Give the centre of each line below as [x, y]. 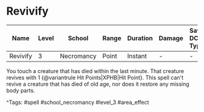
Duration [140, 38]
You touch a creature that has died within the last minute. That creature [95, 71]
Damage [171, 38]
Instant [137, 56]
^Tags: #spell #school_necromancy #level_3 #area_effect [78, 102]
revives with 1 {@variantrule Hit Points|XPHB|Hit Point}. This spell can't [95, 77]
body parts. [21, 90]
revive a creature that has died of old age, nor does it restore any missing [98, 84]
